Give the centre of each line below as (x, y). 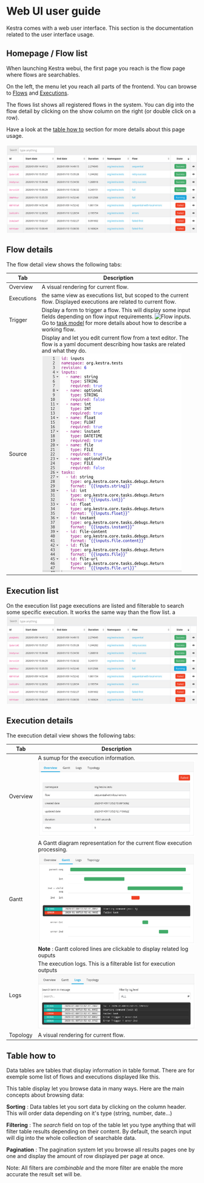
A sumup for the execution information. (87, 758)
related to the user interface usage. (50, 34)
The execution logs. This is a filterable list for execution (107, 963)
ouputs (47, 955)
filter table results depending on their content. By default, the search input (99, 1131)
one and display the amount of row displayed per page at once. (86, 1156)
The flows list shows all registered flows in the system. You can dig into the (100, 104)
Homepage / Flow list (47, 54)
